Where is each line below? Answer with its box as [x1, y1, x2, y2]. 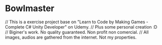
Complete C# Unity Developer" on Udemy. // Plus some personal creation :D [5, 24, 158, 30]
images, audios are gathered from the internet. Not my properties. [5, 34, 137, 40]
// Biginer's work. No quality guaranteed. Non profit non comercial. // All [5, 29, 149, 35]
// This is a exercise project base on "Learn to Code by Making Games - [5, 19, 148, 25]
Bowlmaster [5, 3, 55, 14]
